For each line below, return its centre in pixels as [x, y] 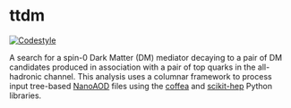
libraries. [26, 96]
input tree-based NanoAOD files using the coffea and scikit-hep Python [141, 86]
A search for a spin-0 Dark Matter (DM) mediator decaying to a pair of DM [146, 57]
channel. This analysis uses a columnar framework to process [158, 76]
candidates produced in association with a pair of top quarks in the [133, 67]
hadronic [26, 76]
